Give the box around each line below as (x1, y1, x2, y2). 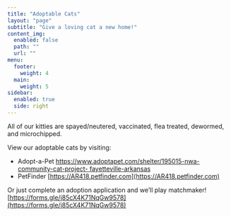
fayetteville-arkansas (89, 164, 150, 173)
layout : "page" (7, 17, 52, 24)
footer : (13, 63, 37, 70)
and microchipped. (7, 129, 62, 138)
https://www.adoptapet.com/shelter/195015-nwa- (55, 157, 200, 165)
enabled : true (13, 96, 55, 103)
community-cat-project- (17, 164, 88, 173)
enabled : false (13, 37, 59, 44)
